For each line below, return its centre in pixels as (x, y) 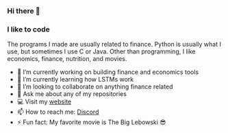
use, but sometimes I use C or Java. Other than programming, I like (101, 51)
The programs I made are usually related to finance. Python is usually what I (114, 45)
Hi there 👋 (24, 11)
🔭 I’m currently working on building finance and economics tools (108, 72)
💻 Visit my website (44, 101)
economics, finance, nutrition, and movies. (67, 59)
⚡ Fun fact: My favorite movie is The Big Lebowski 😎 (91, 122)
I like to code (28, 29)
